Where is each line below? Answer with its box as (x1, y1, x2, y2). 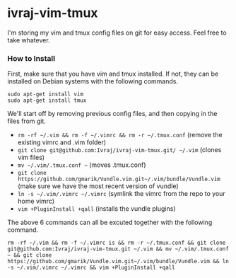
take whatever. (7, 35, 51, 44)
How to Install (7, 53, 55, 63)
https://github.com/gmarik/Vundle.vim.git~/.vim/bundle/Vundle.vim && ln (7, 258, 230, 265)
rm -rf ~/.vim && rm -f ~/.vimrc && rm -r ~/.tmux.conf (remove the (17, 131, 223, 139)
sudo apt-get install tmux (7, 97, 87, 104)
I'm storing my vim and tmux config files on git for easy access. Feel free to (7, 28, 228, 37)
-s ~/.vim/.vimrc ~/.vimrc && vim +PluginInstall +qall (7, 264, 175, 272)
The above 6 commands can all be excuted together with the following (7, 218, 213, 227)
